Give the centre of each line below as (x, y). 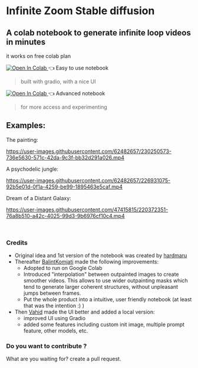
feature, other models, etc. (56, 331)
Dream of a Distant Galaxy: (39, 198)
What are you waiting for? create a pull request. (64, 359)
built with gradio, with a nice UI (58, 82)
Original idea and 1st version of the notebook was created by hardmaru (101, 256)
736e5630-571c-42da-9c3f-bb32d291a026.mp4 (65, 157)
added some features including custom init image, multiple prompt (104, 325)
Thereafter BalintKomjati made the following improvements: (87, 262)
